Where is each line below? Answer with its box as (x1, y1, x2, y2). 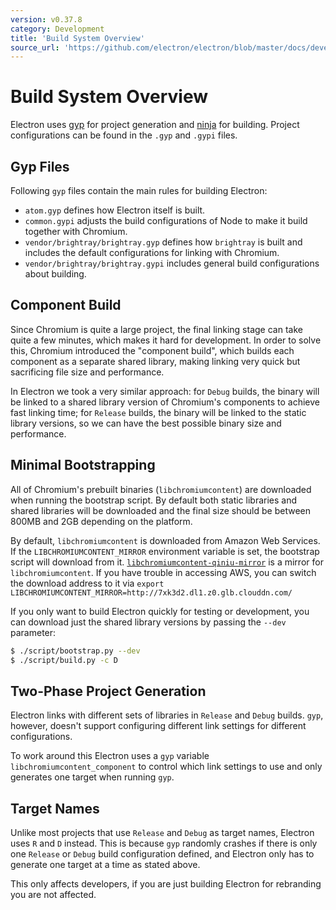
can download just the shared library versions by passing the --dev (10, 616, 287, 628)
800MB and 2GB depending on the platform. (10, 515, 193, 527)
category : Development (10, 24, 105, 34)
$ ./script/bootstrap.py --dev (10, 646, 141, 656)
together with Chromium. (24, 226, 128, 237)
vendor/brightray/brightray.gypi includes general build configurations (24, 257, 320, 269)
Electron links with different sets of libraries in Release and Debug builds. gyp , (10, 709, 324, 721)
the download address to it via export (10, 577, 165, 589)
